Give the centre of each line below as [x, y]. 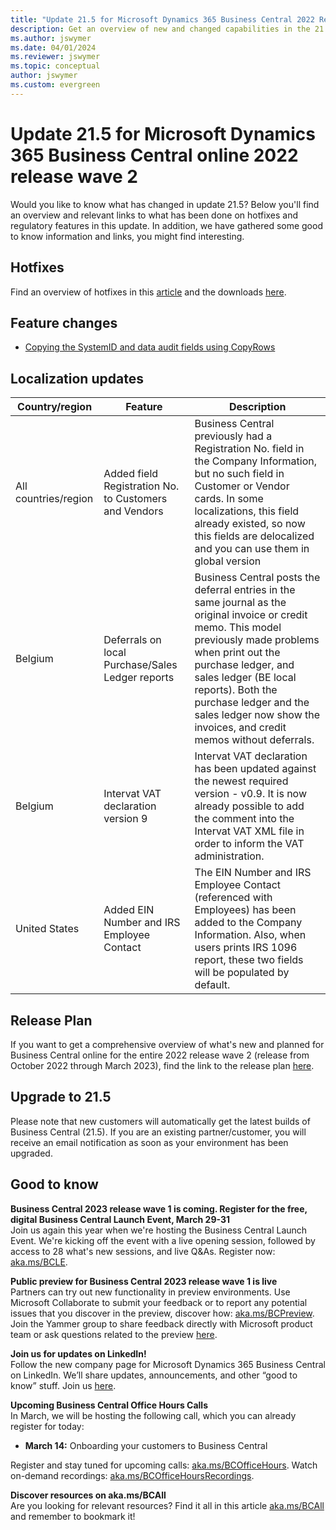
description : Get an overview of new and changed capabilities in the [160, 29]
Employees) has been [245, 910]
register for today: [47, 1426]
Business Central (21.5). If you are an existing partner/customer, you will [158, 1132]
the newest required [241, 781]
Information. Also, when [250, 935]
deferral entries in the [245, 590]
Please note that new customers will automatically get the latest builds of [160, 1121]
